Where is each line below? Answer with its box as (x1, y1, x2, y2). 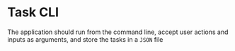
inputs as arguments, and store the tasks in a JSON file (7, 35, 164, 43)
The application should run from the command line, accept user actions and (7, 28, 229, 36)
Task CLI (7, 4, 59, 21)
